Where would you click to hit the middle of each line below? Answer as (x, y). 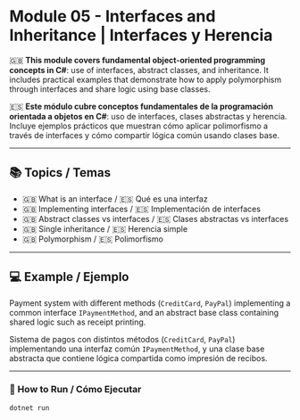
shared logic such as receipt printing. (78, 322)
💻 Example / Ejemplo (69, 277)
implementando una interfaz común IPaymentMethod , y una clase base (137, 349)
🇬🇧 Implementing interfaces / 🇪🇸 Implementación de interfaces (142, 209)
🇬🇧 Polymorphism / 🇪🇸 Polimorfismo (92, 239)
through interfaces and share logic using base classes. (110, 89)
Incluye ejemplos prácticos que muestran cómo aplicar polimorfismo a (139, 126)
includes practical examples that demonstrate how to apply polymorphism (146, 79)
